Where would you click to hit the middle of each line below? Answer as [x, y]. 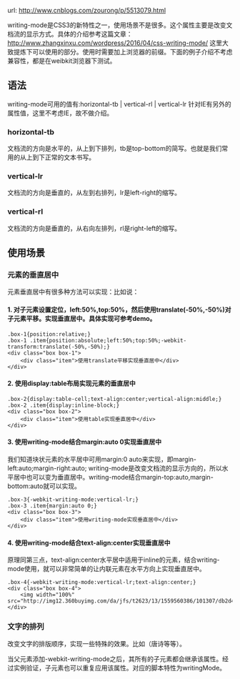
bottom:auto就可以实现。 [44, 486]
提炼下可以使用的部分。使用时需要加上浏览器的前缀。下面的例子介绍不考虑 [123, 52]
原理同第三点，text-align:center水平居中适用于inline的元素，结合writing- [114, 560]
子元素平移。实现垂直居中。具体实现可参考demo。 [82, 318]
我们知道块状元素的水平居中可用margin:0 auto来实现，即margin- [102, 459]
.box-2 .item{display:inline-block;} [64, 405]
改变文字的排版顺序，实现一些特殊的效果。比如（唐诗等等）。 [96, 643]
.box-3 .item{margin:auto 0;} [52, 506]
